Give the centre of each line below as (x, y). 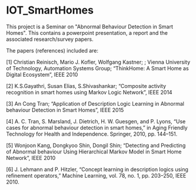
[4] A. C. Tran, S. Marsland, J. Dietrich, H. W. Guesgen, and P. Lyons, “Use (96, 121)
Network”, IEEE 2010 (31, 158)
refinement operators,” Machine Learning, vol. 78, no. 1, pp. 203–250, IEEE (96, 175)
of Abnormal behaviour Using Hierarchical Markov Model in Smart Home (94, 152)
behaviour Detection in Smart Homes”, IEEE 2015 (65, 110)
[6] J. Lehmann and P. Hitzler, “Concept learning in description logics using (97, 169)
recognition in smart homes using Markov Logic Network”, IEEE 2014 (89, 92)
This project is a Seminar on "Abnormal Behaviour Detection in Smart (90, 27)
